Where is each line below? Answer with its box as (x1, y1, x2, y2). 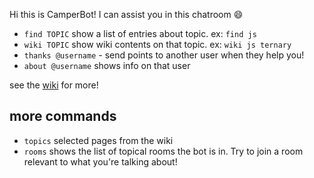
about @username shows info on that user (23, 60, 191, 71)
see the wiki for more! (9, 79, 99, 91)
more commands (9, 108, 117, 125)
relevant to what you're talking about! (23, 155, 178, 168)
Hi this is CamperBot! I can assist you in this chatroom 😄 (9, 9, 244, 20)
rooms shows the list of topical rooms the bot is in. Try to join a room (23, 145, 304, 157)
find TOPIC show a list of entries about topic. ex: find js (23, 28, 257, 39)
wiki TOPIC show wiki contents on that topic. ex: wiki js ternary (23, 39, 292, 50)
